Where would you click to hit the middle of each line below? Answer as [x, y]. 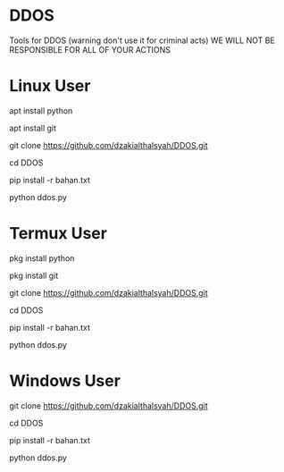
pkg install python [42, 258]
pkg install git [34, 275]
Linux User [50, 86]
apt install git [33, 128]
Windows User [65, 381]
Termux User [58, 234]
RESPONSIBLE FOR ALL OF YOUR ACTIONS [90, 49]
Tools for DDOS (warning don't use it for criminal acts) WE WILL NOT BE [142, 40]
